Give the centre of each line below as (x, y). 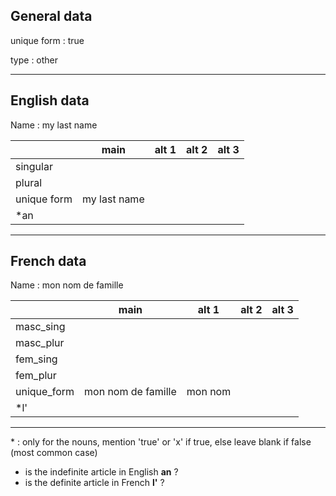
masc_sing (40, 327)
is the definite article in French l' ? (94, 483)
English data (50, 100)
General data (51, 16)
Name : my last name (54, 125)
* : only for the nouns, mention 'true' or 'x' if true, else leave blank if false (161, 442)
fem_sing (36, 359)
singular (34, 166)
